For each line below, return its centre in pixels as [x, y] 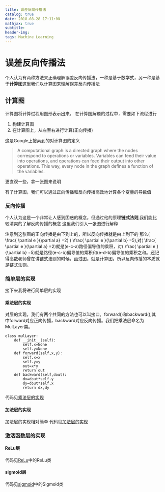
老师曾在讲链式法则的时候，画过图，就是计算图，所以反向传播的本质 [87, 258]
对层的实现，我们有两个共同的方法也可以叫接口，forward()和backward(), [79, 314]
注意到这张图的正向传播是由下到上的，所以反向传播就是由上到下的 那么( [78, 234]
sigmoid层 [16, 472]
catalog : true [20, 14]
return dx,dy [36, 388]
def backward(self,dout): [41, 375]
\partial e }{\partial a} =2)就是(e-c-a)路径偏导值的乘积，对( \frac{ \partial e [80, 246]
